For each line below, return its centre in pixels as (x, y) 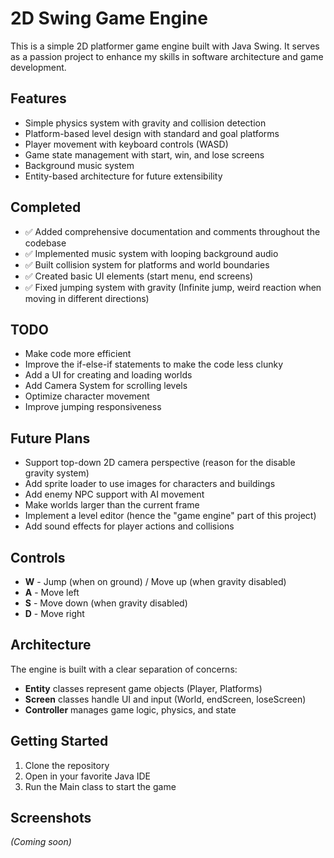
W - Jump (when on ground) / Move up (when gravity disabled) (155, 581)
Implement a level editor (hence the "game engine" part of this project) (170, 516)
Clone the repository (67, 765)
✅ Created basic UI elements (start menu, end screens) (139, 276)
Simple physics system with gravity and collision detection (145, 123)
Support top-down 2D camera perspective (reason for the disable (160, 463)
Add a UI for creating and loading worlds (108, 375)
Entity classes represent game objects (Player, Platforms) (143, 688)
